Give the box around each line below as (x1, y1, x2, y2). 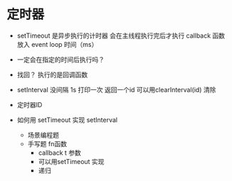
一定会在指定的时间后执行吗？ (16, 55, 105, 64)
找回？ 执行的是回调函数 (16, 70, 88, 79)
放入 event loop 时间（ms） (16, 40, 98, 48)
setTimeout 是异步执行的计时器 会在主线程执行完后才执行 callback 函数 (16, 31, 226, 40)
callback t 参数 (38, 148, 81, 157)
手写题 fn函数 (27, 139, 67, 148)
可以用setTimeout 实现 (38, 157, 105, 165)
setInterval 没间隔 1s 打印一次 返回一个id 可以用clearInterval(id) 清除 (16, 85, 216, 94)
